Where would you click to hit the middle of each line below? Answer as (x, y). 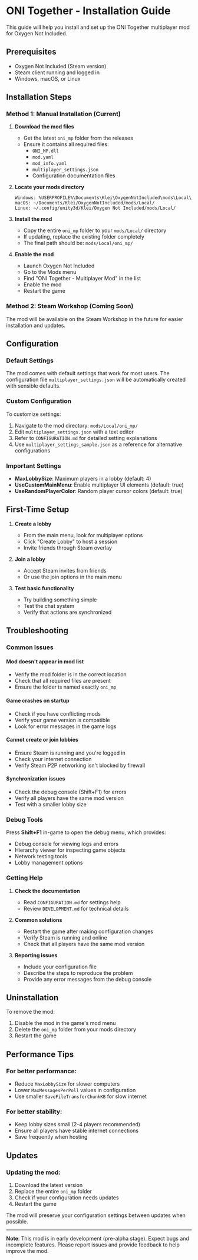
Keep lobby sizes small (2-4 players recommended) (77, 1125)
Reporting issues (36, 955)
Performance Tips (40, 1054)
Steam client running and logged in (57, 72)
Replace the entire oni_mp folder (53, 1192)
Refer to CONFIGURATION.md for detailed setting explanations (86, 438)
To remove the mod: (30, 1012)
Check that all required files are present (62, 681)
